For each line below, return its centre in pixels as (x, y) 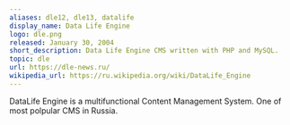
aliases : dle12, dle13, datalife (72, 17)
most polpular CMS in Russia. (64, 110)
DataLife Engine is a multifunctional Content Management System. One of (145, 101)
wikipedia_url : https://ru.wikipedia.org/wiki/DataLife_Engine (130, 76)
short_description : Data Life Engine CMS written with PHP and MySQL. (144, 51)
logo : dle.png (36, 34)
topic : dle (30, 59)
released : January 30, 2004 (62, 42)
